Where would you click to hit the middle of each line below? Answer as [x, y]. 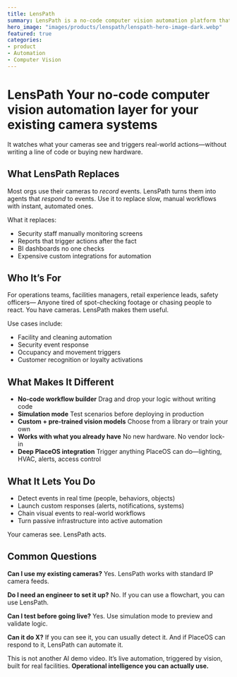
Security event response [53, 345]
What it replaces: [32, 220]
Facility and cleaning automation [65, 337]
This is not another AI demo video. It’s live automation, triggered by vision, [115, 658]
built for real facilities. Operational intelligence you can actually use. [108, 666]
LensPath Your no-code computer [109, 94]
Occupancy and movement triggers [69, 352]
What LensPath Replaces [63, 174]
